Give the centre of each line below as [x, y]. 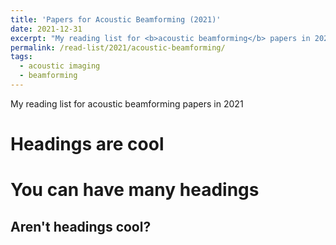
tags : [21, 57]
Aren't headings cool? [81, 226]
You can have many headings [135, 190]
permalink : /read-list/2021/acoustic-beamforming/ [118, 47]
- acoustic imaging [60, 66]
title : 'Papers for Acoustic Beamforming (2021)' [116, 19]
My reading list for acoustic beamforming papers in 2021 [127, 103]
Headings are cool [87, 144]
